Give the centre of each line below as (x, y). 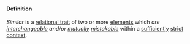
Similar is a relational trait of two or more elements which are (83, 22)
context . (17, 35)
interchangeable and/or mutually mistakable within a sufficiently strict (95, 29)
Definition (19, 9)
